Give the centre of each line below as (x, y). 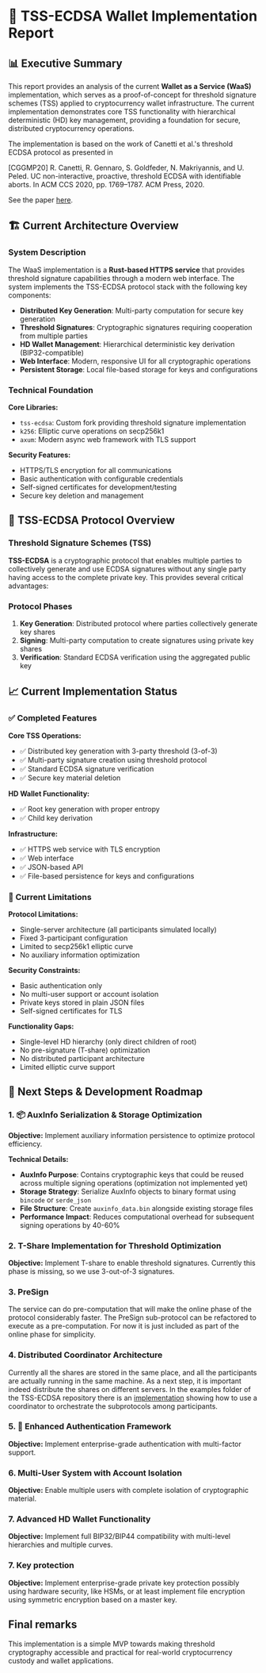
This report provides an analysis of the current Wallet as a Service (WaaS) (130, 86)
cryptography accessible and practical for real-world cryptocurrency (120, 1652)
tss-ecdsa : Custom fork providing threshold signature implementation (133, 422)
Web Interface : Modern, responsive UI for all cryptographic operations (135, 361)
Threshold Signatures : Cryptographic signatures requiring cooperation (136, 327)
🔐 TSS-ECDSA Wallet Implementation (133, 16)
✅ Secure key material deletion (70, 778)
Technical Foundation (51, 390)
